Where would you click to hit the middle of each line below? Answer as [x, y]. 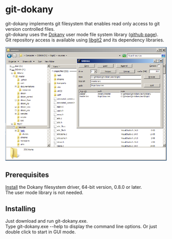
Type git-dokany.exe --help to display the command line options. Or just [81, 227]
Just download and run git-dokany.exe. [47, 221]
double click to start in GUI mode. [40, 232]
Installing [20, 209]
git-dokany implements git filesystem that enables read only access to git [83, 24]
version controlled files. [30, 29]
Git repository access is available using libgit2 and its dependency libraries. [85, 40]
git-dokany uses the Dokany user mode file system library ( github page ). [82, 34]
